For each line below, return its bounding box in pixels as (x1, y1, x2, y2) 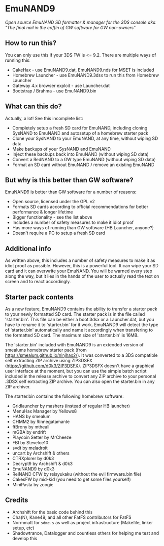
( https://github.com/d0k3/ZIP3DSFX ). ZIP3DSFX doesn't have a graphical (5, 363, 155, 369)
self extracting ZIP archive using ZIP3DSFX (5, 358, 93, 363)
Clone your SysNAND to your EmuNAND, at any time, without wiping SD (12, 135, 159, 141)
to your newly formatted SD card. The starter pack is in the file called (5, 311, 145, 317)
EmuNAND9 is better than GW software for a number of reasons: (5, 189, 137, 195)
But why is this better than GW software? (5, 176, 134, 184)
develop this (12, 535, 37, 541)
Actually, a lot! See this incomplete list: (5, 115, 84, 121)
